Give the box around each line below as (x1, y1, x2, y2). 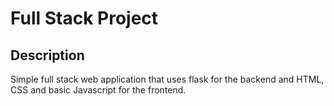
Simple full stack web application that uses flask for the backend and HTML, (10, 73, 325, 85)
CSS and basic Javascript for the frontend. (10, 84, 187, 96)
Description (10, 47, 85, 64)
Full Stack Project (10, 7, 159, 30)
